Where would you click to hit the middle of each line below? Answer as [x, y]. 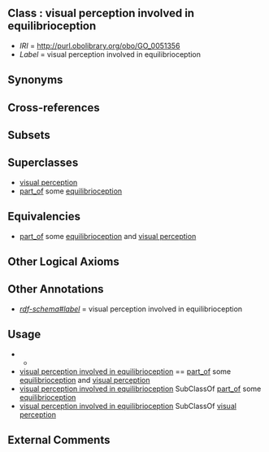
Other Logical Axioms [63, 262]
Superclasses [43, 163]
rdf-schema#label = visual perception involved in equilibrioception [131, 309]
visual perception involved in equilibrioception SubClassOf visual [128, 406]
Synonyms [35, 80]
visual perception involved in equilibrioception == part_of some [125, 371]
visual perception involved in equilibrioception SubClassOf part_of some [140, 389]
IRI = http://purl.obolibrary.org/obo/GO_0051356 [100, 46]
